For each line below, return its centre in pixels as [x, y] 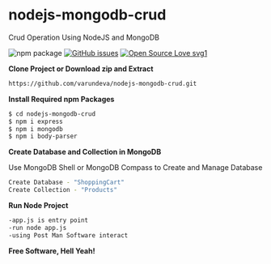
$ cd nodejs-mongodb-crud [52, 114]
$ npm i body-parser [43, 136]
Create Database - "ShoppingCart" [67, 183]
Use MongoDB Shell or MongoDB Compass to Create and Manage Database [135, 168]
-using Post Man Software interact [68, 235]
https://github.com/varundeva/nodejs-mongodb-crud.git [103, 83]
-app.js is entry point [49, 220]
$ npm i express [36, 121]
